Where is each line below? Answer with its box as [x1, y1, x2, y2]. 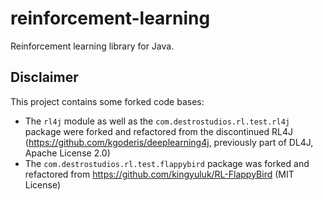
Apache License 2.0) [24, 147, 111, 159]
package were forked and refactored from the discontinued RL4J [24, 125, 293, 137]
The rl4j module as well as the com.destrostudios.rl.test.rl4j [24, 115, 290, 127]
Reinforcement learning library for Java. [10, 40, 175, 52]
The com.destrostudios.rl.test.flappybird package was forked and [24, 157, 310, 169]
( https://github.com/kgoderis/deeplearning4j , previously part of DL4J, [24, 136, 314, 148]
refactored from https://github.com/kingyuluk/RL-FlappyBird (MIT [24, 168, 295, 180]
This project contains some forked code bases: [10, 95, 205, 107]
